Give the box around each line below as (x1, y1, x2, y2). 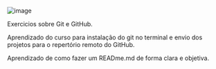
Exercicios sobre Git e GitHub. (7, 20, 93, 28)
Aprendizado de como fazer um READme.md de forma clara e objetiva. (7, 54, 210, 62)
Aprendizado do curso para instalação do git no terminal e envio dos (7, 33, 203, 41)
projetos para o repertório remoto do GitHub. (7, 41, 135, 48)
